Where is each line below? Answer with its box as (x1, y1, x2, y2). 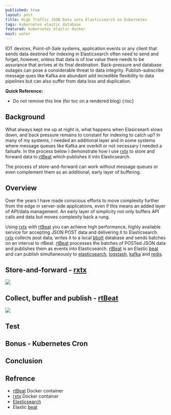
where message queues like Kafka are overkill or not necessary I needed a (5, 142, 162, 149)
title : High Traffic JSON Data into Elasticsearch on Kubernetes (5, 17, 147, 22)
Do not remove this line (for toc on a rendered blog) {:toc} (12, 98, 134, 104)
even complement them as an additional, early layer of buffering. (5, 169, 141, 175)
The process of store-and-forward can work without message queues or (5, 163, 158, 170)
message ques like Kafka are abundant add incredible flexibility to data (5, 73, 154, 78)
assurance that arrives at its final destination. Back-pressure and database (5, 62, 162, 68)
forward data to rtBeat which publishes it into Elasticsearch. (5, 153, 131, 159)
